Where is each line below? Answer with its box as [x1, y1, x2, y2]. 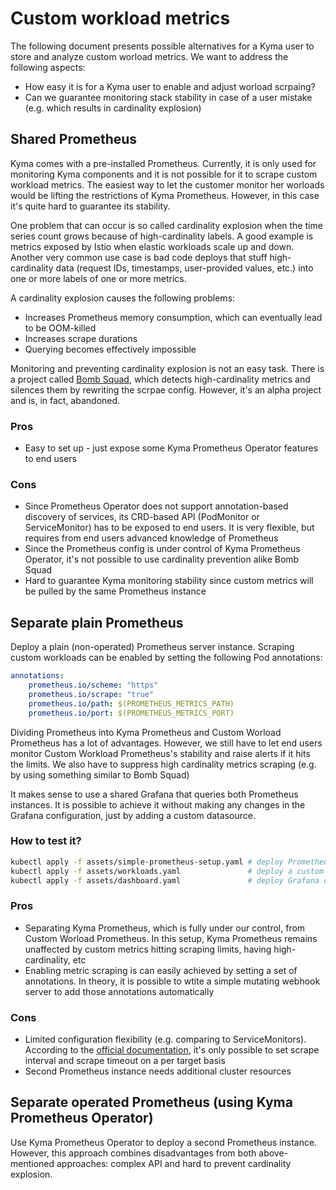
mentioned [10, 1157, 55, 1169]
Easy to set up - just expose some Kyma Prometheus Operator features [24, 442, 319, 454]
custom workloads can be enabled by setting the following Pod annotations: [10, 652, 323, 664]
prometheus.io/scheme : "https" [28, 680, 159, 691]
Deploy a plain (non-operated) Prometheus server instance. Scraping [10, 641, 295, 653]
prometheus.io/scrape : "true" [28, 689, 155, 699]
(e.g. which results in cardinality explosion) [24, 102, 202, 114]
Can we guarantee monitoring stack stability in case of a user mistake [24, 91, 313, 103]
